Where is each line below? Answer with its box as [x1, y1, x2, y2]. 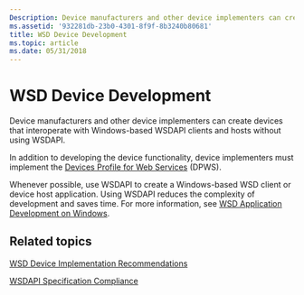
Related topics [9, 234, 92, 249]
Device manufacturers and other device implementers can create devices [9, 115, 283, 126]
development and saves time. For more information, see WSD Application [9, 198, 282, 209]
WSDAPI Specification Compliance [9, 275, 138, 286]
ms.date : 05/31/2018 [9, 47, 88, 56]
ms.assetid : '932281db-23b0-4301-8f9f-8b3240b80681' [9, 22, 213, 31]
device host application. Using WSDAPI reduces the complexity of [9, 189, 255, 199]
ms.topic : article [9, 38, 79, 48]
